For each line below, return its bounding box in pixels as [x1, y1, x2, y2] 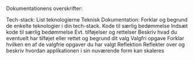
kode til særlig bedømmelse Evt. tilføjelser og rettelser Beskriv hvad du [6, 29, 178, 36]
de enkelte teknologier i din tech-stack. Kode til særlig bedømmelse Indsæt [6, 23, 188, 29]
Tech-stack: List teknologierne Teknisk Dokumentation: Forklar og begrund [6, 16, 188, 23]
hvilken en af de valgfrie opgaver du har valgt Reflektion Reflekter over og [6, 41, 185, 48]
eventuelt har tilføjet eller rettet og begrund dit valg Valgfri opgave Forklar [6, 35, 185, 41]
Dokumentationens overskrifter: [6, 5, 83, 12]
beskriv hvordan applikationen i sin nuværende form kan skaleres [6, 47, 165, 54]
